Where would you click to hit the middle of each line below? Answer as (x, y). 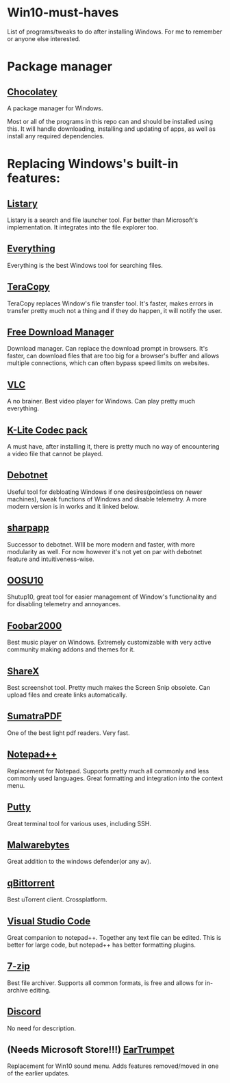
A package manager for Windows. (55, 108)
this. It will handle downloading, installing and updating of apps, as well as (111, 129)
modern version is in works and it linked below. (73, 506)
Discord (24, 1012)
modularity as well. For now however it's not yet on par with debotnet (105, 551)
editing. (40, 990)
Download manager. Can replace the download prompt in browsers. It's (108, 349)
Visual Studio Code (49, 921)
